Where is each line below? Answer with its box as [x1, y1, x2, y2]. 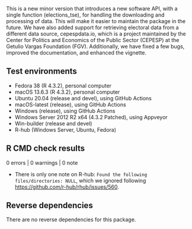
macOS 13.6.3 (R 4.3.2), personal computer [14, 88, 120, 96]
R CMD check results [6, 144, 85, 154]
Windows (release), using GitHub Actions [14, 107, 116, 114]
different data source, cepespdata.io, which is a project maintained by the [6, 30, 186, 37]
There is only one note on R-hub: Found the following [14, 170, 148, 177]
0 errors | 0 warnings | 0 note [6, 159, 78, 166]
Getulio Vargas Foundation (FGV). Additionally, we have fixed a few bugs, [6, 43, 185, 50]
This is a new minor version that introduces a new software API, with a [6, 5, 178, 12]
